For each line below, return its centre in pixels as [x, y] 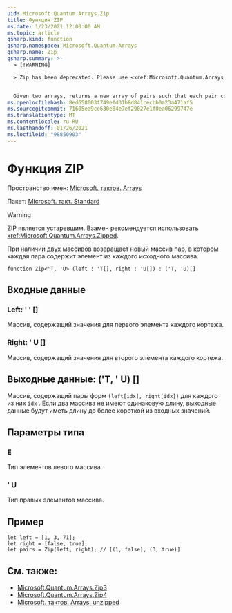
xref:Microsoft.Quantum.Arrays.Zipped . [63, 235]
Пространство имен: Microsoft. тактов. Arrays [75, 188]
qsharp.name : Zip [32, 53]
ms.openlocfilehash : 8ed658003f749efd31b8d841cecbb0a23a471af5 [100, 102]
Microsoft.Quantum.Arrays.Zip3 [62, 587]
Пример [26, 521]
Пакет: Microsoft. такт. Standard [54, 201]
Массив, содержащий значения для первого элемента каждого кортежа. [116, 325]
